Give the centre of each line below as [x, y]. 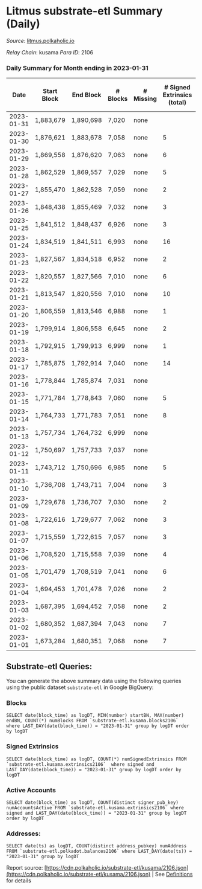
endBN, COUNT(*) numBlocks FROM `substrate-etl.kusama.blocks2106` [93, 721]
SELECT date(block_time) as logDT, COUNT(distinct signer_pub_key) [93, 802]
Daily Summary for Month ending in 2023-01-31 [77, 68]
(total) [177, 103]
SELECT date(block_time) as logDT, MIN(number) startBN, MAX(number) [95, 716]
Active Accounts [31, 790]
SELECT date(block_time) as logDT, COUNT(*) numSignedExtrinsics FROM [96, 759]
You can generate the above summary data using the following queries [94, 681]
